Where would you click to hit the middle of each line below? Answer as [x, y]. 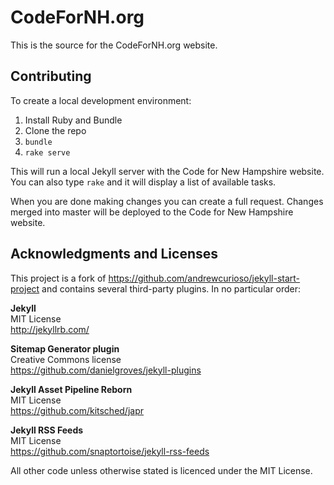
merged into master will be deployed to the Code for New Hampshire [152, 212]
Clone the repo [55, 130]
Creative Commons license [66, 359]
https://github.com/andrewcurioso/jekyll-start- [204, 278]
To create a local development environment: [101, 100]
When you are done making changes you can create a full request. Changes [167, 201]
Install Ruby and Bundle [73, 120]
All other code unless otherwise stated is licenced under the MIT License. [161, 470]
